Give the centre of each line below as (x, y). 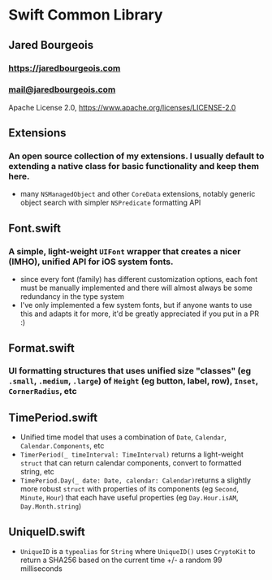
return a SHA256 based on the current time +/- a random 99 (121, 560)
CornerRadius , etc (43, 392)
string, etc (37, 472)
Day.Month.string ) (51, 506)
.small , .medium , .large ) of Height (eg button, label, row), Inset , (133, 381)
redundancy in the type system (72, 296)
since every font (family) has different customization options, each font (139, 279)
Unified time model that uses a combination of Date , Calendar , (123, 437)
